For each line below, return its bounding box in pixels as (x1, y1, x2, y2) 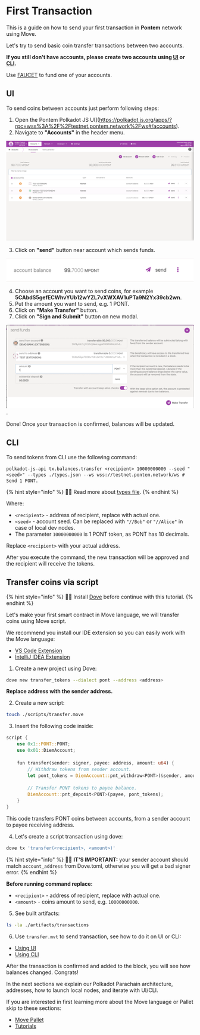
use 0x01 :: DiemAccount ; (17, 748, 76, 754)
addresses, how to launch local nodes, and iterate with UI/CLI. (6, 987, 159, 994)
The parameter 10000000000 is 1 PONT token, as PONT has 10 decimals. (14, 530, 189, 538)
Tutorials (14, 1022, 37, 1030)
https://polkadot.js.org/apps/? (99, 116, 173, 123)
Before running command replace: (6, 880, 93, 887)
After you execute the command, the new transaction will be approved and (6, 554, 189, 561)
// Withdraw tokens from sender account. (27, 766, 132, 772)
